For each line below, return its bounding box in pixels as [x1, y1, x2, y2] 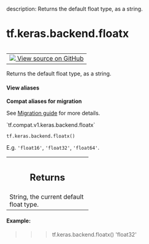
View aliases [6, 84, 40, 91]
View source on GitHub [17, 54, 84, 63]
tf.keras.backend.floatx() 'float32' [52, 231, 137, 238]
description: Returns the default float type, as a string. [6, 6, 143, 12]
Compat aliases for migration [6, 97, 82, 105]
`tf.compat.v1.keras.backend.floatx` [6, 121, 96, 129]
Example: [6, 217, 31, 224]
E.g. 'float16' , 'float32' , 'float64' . [6, 144, 100, 151]
